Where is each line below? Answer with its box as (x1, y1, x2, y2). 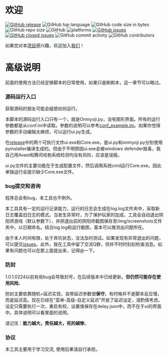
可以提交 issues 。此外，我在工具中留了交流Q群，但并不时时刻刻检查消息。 (5, 241, 158, 247)
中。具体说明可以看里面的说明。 (5, 309, 71, 315)
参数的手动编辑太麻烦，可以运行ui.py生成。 (5, 129, 94, 135)
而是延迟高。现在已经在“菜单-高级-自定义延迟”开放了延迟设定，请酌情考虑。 (5, 297, 163, 303)
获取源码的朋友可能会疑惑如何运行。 (5, 106, 80, 112)
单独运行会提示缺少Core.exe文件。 (5, 169, 77, 175)
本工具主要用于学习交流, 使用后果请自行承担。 (5, 346, 100, 352)
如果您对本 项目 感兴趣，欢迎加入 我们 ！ (5, 42, 84, 48)
